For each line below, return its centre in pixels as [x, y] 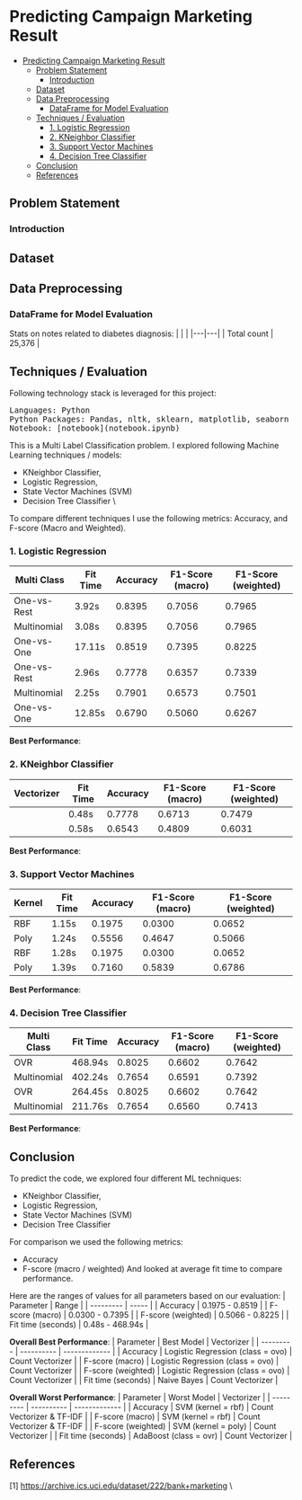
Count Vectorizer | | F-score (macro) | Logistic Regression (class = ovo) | [144, 1361]
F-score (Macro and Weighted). [68, 528]
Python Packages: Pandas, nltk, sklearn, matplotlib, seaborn [149, 419]
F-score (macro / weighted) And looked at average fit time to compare [152, 1269]
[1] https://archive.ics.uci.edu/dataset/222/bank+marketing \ [121, 1486]
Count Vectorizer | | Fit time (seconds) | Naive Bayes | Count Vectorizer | [144, 1380]
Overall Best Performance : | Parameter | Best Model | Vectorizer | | [134, 1342]
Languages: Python [50, 410]
